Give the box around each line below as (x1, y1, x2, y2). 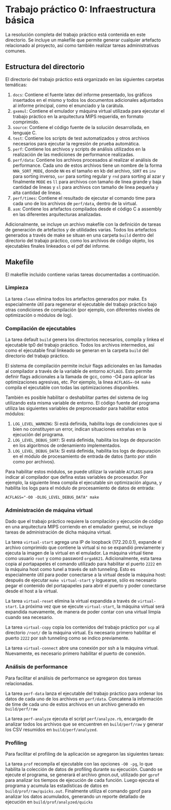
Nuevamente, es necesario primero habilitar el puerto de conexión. (5, 650, 146, 656)
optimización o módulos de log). (5, 312, 73, 318)
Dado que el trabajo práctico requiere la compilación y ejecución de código (5, 518, 163, 524)
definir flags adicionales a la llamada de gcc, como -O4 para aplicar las (5, 374, 155, 380)
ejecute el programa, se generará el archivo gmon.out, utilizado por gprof (5, 772, 160, 778)
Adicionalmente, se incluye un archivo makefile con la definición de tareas (5, 221, 161, 227)
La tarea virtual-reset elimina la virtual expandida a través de (5, 598, 137, 604)
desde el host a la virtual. (5, 588, 58, 594)
